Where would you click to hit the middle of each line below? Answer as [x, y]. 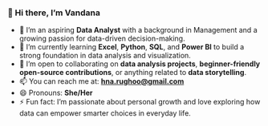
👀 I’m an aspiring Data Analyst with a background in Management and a [138, 30]
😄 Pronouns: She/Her [56, 93]
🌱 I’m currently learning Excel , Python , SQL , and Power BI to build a [132, 47]
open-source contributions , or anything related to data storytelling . [132, 73]
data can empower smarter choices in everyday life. [105, 113]
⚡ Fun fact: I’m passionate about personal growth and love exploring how [140, 102]
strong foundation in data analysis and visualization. [105, 56]
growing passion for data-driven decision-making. [102, 38]
